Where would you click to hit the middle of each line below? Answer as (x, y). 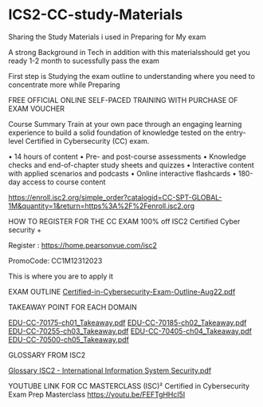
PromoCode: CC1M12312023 (55, 260)
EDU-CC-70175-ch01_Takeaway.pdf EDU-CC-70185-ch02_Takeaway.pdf (128, 322)
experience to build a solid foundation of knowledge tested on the (116, 132)
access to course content (64, 182)
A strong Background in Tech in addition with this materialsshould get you (129, 52)
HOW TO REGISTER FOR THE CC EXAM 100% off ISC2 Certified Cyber (124, 221)
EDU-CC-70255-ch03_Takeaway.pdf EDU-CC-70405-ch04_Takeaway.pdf (130, 331)
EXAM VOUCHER (37, 109)
